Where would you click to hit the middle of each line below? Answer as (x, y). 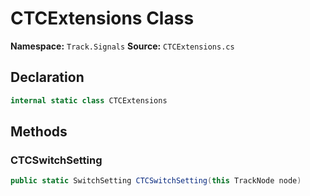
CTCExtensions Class (102, 18)
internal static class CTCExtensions (89, 100)
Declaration (47, 77)
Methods (39, 132)
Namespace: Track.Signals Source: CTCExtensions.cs (122, 46)
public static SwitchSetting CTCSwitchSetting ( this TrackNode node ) (156, 181)
